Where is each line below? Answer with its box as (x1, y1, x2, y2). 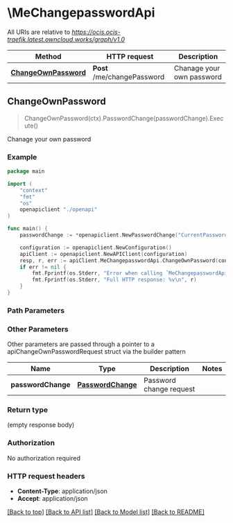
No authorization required (7, 454, 81, 462)
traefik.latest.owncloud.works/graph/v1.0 (7, 35, 126, 43)
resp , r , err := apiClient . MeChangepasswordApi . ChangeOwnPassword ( (19, 257, 218, 264)
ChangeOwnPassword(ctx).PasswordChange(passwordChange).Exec (24, 114, 224, 122)
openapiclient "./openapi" (19, 206, 98, 213)
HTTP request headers (7, 471, 85, 481)
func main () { (7, 225, 49, 232)
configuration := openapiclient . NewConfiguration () (19, 244, 172, 251)
